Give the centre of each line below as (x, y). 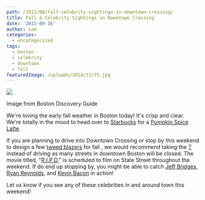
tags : (13, 47)
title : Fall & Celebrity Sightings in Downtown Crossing (80, 18)
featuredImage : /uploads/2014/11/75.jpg (59, 75)
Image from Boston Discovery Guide (52, 104)
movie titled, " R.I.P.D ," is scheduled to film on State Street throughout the (98, 160)
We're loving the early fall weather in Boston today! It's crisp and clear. (95, 116)
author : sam (21, 29)
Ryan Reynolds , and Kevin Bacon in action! (60, 173)
